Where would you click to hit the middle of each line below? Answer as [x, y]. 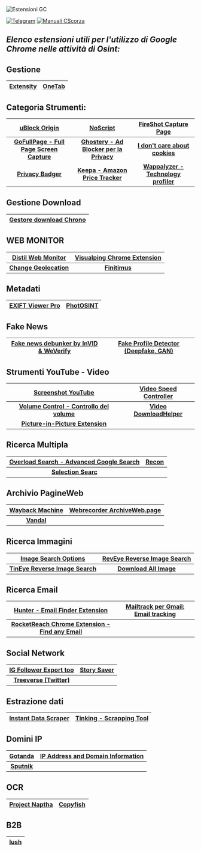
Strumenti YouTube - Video [58, 372]
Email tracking [155, 614]
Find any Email [61, 632]
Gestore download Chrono [48, 219]
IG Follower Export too [42, 670]
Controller [158, 396]
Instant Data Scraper [39, 718]
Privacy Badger [39, 174]
